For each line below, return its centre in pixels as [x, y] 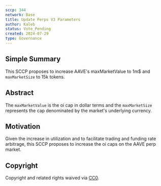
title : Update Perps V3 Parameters [43, 19]
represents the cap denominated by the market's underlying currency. [79, 111]
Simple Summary [33, 59]
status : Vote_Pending [28, 29]
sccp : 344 [16, 10]
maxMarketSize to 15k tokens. [35, 76]
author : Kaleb [20, 24]
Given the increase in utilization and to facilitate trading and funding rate [81, 139]
